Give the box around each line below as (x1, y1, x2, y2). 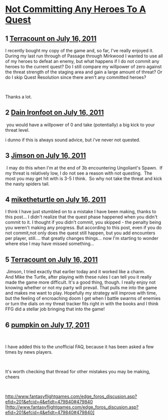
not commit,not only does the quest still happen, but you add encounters (5, 230, 155, 236)
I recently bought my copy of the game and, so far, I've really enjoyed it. (5, 48, 154, 53)
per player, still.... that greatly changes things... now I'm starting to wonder (5, 235, 159, 241)
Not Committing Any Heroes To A (5, 4, 146, 15)
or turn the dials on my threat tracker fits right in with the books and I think (5, 301, 159, 307)
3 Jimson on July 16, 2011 (5, 151, 86, 160)
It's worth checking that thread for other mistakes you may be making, (5, 369, 150, 375)
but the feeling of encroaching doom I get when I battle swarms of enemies (5, 295, 161, 301)
